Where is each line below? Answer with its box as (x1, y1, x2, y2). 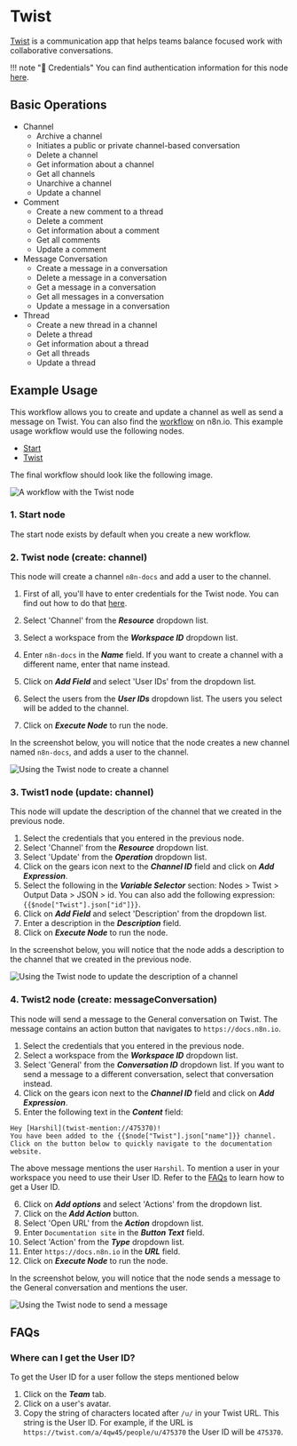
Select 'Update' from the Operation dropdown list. (22, 851, 207, 863)
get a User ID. (10, 1181, 60, 1192)
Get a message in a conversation (35, 282, 157, 292)
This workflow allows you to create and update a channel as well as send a (10, 406, 284, 417)
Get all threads (35, 348, 90, 358)
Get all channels (35, 168, 96, 179)
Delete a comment (35, 215, 104, 226)
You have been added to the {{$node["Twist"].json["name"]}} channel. (10, 1131, 277, 1140)
